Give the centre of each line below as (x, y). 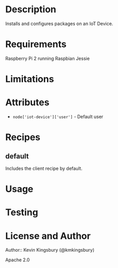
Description (31, 9)
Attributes (27, 103)
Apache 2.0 (17, 260)
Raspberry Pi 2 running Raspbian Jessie (47, 58)
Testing (22, 213)
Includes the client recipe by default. (44, 168)
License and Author (48, 236)
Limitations (30, 79)
